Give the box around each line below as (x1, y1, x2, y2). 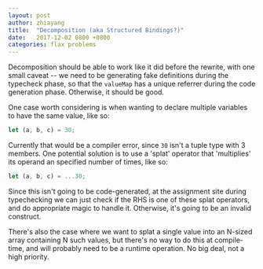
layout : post (8, 11, 51, 20)
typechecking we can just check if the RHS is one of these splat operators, (8, 194, 250, 205)
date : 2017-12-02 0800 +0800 (8, 33, 111, 42)
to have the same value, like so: (8, 111, 110, 120)
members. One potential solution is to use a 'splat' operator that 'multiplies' (8, 149, 251, 158)
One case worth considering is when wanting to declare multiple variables (8, 103, 248, 112)
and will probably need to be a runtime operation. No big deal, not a (26, 243, 245, 252)
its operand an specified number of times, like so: (8, 157, 169, 166)
